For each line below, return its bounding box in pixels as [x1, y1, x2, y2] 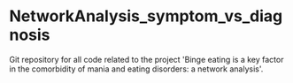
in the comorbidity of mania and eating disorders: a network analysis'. [9, 64, 264, 74]
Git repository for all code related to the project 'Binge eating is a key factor [9, 54, 284, 64]
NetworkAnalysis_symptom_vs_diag [9, 6, 283, 26]
